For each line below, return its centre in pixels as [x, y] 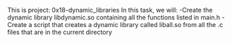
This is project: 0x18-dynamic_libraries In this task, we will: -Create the [110, 10]
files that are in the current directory [60, 32]
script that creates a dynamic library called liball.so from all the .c [128, 25]
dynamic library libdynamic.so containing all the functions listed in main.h [114, 17]
